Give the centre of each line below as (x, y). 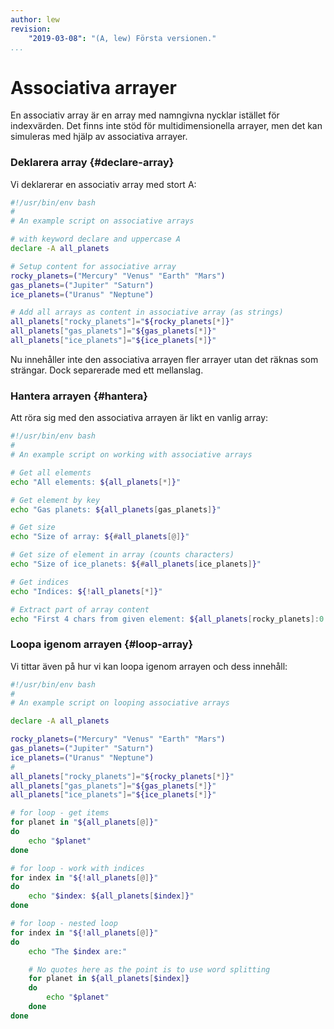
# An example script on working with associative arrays (131, 455)
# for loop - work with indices (77, 868)
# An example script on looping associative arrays (120, 703)
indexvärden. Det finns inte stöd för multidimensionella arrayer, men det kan (166, 126)
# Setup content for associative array (93, 266)
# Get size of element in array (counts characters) (122, 555)
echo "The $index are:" (78, 951)
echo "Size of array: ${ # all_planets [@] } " (100, 537)
